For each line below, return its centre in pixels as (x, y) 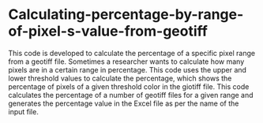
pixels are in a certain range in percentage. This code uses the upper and (128, 69)
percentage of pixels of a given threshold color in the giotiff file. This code (129, 86)
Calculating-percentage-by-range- (126, 15)
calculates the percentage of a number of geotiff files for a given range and (131, 95)
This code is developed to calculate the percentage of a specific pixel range (131, 53)
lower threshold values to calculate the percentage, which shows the (120, 78)
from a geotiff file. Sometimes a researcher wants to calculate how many (126, 61)
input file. (24, 111)
